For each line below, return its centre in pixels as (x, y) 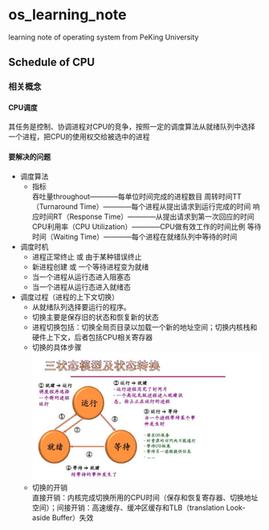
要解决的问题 (29, 157)
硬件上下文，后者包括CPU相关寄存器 (92, 337)
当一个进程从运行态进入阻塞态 (81, 277)
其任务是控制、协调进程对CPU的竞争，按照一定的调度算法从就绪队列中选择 (132, 127)
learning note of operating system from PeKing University (104, 37)
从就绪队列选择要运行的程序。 (81, 306)
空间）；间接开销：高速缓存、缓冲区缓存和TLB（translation (128, 507)
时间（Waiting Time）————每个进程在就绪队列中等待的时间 (134, 236)
